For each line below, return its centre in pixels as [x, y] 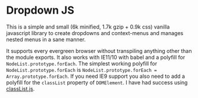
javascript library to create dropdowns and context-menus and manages [95, 33]
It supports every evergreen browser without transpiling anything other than [99, 50]
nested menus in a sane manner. [46, 39]
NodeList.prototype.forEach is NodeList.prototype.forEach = [82, 69]
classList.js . [21, 88]
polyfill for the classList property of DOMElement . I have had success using [97, 82]
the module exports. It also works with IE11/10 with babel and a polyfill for [96, 57]
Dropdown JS [40, 10]
